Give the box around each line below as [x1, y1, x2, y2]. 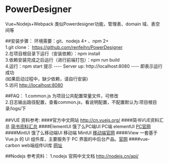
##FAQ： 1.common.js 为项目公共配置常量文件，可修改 [5, 92, 119, 99]
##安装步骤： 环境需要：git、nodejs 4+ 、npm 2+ [5, 38, 109, 44]
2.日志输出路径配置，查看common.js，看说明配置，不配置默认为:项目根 [5, 99, 153, 105]
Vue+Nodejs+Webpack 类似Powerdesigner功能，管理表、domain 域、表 [5, 21, 156, 27]
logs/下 [11, 105, 26, 112]
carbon [5, 142, 20, 148]
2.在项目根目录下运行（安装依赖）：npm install [5, 50, 100, 57]
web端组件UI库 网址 [21, 142, 63, 148]
